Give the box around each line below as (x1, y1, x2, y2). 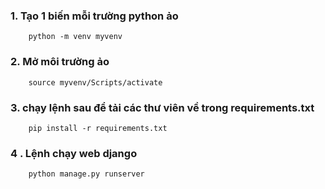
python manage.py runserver (28, 169, 145, 179)
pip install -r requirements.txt (28, 123, 168, 133)
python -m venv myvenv (28, 32, 123, 42)
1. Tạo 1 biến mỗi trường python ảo (10, 9, 179, 23)
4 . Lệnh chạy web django (10, 146, 138, 160)
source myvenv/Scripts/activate (28, 77, 163, 88)
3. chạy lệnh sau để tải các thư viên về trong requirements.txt (10, 100, 315, 114)
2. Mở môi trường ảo (10, 55, 110, 69)
